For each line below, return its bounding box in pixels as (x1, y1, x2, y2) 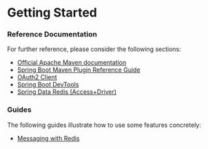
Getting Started (7, 5, 98, 21)
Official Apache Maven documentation (17, 59, 127, 67)
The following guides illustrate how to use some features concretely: (7, 121, 202, 129)
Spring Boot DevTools (17, 81, 79, 89)
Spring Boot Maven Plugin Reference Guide (17, 66, 141, 74)
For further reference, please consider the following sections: (7, 45, 181, 53)
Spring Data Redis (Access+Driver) (17, 88, 117, 96)
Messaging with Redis (17, 134, 80, 142)
